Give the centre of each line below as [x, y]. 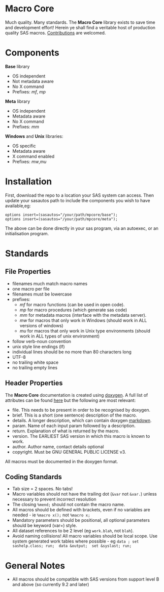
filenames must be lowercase [42, 294]
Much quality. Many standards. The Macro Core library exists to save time [80, 22]
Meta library [18, 101]
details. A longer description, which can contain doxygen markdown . [82, 420]
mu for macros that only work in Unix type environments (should [85, 331]
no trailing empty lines [35, 367]
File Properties [28, 272]
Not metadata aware [33, 81]
